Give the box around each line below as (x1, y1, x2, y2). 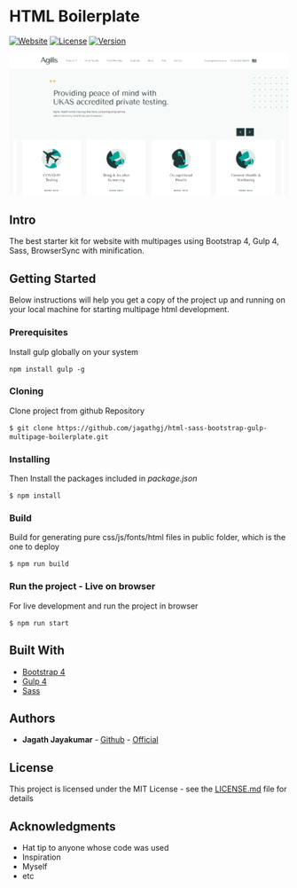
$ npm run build (9, 560, 69, 569)
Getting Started (9, 271, 97, 286)
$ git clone (9, 423, 53, 432)
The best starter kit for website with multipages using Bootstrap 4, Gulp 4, (9, 236, 279, 247)
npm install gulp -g (9, 365, 86, 373)
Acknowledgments (9, 819, 117, 834)
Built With (9, 643, 65, 658)
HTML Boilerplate (9, 6, 140, 27)
